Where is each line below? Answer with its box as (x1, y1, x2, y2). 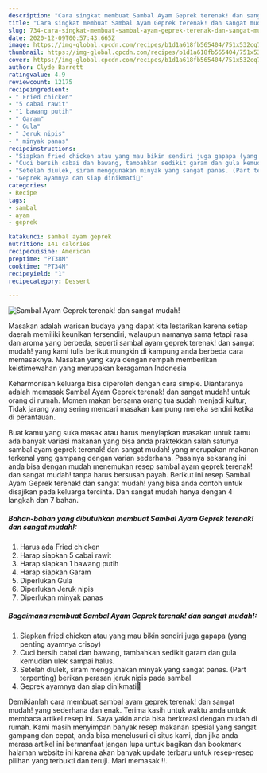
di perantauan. (8, 412, 56, 422)
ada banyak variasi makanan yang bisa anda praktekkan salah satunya (8, 436, 239, 446)
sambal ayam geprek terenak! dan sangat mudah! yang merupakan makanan (8, 445, 259, 454)
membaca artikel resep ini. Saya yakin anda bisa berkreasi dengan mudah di (8, 714, 258, 724)
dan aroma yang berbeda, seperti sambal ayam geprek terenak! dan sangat (8, 338, 255, 348)
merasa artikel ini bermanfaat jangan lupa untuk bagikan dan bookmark (8, 740, 242, 749)
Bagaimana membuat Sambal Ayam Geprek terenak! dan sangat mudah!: (8, 611, 257, 620)
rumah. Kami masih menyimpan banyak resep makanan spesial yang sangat (8, 722, 257, 732)
